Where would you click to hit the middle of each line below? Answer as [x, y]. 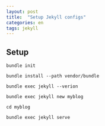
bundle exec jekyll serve [38, 118]
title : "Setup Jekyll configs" [46, 17]
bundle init [21, 66]
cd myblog [18, 107]
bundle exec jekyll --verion [42, 86]
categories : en [25, 22]
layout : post [22, 12]
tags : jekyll [22, 28]
